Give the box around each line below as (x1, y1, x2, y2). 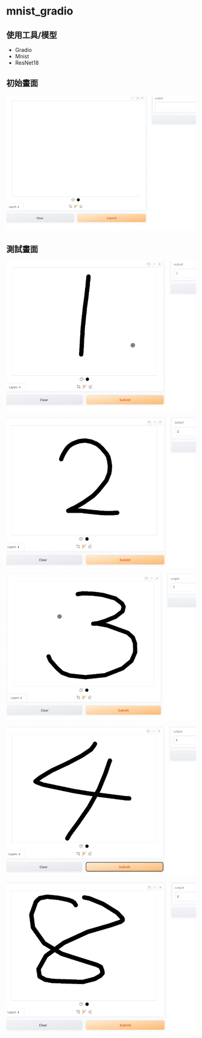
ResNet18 (14, 59, 39, 66)
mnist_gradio (6, 4, 74, 18)
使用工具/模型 (6, 30, 57, 40)
